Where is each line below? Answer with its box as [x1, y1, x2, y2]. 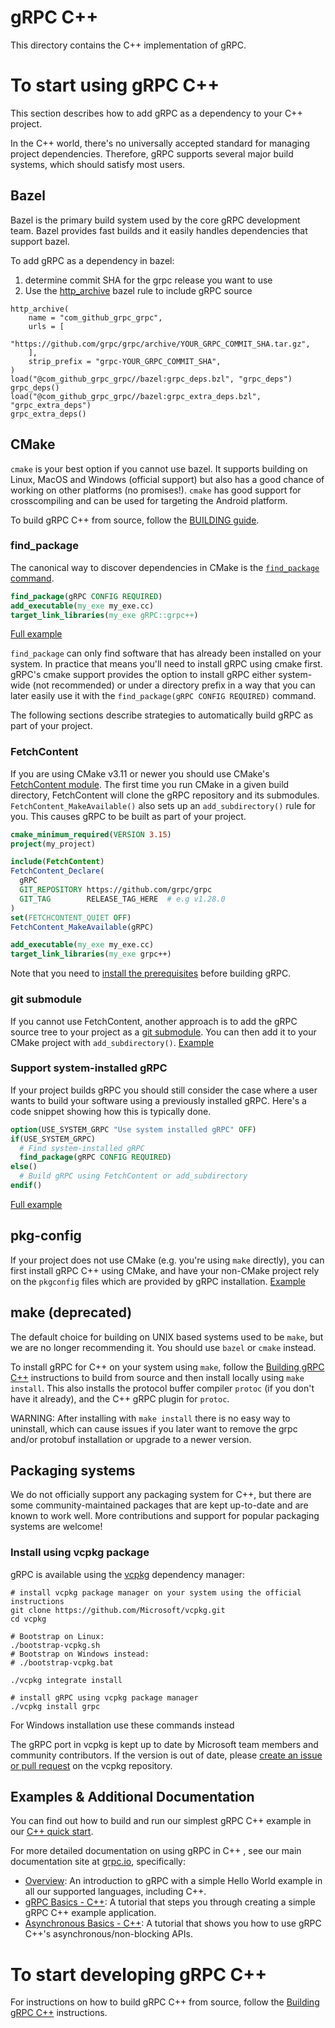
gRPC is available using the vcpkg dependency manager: [10, 1568, 245, 1580]
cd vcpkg [10, 1614, 47, 1624]
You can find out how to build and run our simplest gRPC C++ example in [10, 1815, 312, 1827]
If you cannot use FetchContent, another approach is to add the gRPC [10, 1015, 298, 1027]
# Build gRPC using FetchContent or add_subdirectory [19, 1171, 248, 1181]
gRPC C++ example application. [24, 1907, 157, 1919]
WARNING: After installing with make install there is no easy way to [10, 1412, 291, 1424]
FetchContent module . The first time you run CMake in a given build [10, 778, 290, 790]
